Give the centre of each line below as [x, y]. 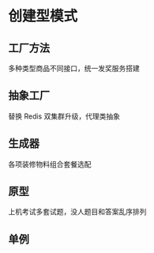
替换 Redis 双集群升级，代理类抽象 [64, 116]
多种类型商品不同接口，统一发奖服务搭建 [74, 68]
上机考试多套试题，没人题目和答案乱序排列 [77, 212]
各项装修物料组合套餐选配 [50, 164]
